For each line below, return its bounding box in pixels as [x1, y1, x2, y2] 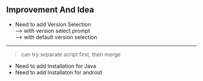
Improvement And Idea [6, 5, 94, 15]
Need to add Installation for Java [14, 62, 97, 70]
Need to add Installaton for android [14, 68, 102, 76]
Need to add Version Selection [14, 20, 91, 28]
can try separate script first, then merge [21, 50, 121, 58]
